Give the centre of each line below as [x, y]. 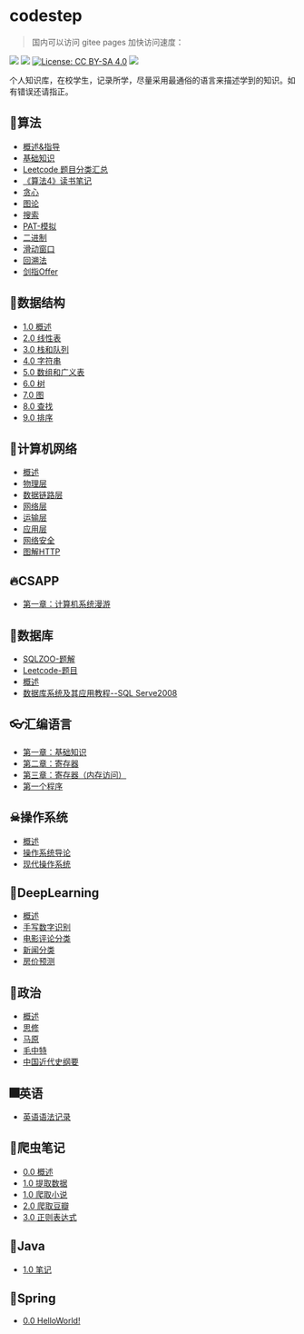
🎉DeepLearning [54, 893]
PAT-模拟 [39, 226]
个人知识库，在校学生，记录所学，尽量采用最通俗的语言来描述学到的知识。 [148, 80]
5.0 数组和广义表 [54, 372]
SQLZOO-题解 [49, 659]
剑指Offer [40, 271]
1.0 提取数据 [45, 1183]
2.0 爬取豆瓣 [46, 1206]
